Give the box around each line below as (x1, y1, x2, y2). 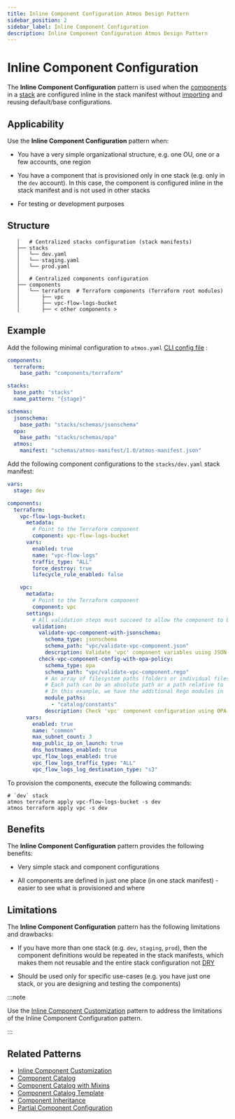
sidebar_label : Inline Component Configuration (7, 23, 149, 30)
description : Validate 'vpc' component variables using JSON (44, 649, 227, 656)
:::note (7, 993, 26, 1002)
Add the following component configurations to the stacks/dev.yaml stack (7, 459, 220, 468)
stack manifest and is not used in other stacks (17, 186, 150, 194)
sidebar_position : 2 (7, 17, 68, 24)
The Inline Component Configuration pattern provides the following (7, 842, 204, 850)
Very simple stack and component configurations (17, 863, 159, 871)
